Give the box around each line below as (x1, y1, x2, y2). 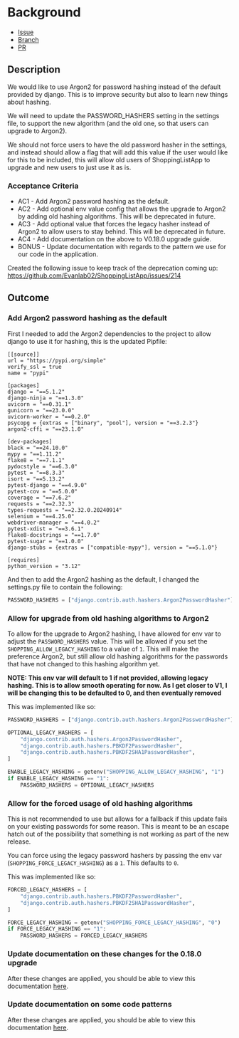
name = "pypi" (7, 369, 50, 377)
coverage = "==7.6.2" (7, 494, 72, 501)
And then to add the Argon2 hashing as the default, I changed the (7, 575, 200, 584)
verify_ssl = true (7, 363, 62, 370)
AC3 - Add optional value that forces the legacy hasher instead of (17, 220, 211, 229)
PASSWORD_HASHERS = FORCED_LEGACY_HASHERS (20, 932, 148, 940)
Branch (17, 35, 39, 43)
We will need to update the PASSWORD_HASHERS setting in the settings (7, 111, 220, 120)
